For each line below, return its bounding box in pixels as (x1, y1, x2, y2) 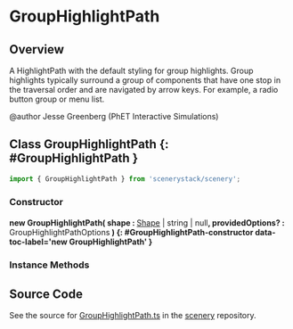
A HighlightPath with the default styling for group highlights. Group (9, 65, 254, 76)
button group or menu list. (9, 94, 105, 104)
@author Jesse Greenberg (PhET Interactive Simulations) (9, 111, 219, 121)
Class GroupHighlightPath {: (9, 136, 169, 152)
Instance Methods (9, 259, 90, 271)
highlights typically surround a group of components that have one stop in (9, 75, 281, 86)
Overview (9, 42, 65, 57)
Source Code (9, 286, 83, 301)
